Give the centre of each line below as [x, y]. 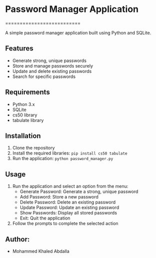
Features [19, 48]
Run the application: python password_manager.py [63, 158]
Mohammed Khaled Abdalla [41, 251]
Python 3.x [23, 104]
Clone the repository [33, 148]
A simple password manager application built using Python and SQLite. [78, 32]
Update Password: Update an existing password [69, 207]
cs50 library [25, 115]
